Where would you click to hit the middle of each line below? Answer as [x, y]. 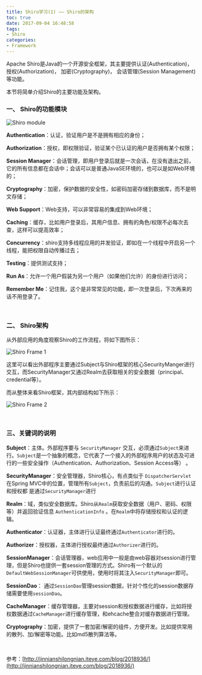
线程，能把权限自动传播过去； [43, 250]
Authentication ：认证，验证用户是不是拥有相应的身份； [76, 135]
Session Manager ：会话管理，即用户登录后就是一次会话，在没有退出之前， [100, 161]
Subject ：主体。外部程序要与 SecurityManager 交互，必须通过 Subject [93, 448]
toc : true [19, 18]
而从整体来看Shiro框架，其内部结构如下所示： [63, 392]
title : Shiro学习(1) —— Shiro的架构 [50, 12]
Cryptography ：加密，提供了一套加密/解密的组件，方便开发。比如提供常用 [99, 626]
